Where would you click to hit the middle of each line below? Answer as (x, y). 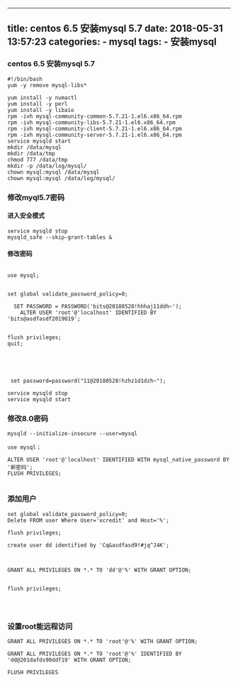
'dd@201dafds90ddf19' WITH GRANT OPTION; (69, 660)
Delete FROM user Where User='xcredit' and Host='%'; (89, 520)
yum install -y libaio (41, 110)
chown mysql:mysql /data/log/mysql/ (61, 178)
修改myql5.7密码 (36, 197)
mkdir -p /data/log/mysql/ (47, 166)
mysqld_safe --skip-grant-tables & (60, 237)
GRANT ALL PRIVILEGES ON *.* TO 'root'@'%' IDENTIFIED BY (95, 654)
